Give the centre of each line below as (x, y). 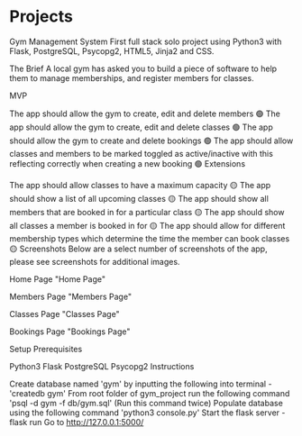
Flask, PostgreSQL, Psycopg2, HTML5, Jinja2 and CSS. (112, 50)
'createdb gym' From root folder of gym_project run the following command (150, 393)
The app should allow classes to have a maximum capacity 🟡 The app (140, 185)
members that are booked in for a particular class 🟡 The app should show (147, 212)
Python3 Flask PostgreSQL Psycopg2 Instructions (102, 366)
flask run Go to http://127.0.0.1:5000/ (77, 422)
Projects (41, 17)
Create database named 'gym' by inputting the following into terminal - (141, 384)
